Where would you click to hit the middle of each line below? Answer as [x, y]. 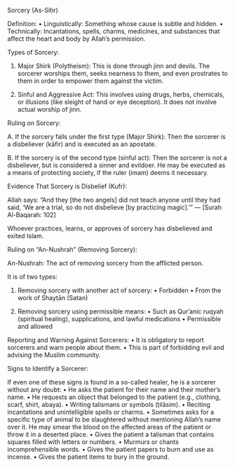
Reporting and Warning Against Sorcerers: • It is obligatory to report [106, 340]
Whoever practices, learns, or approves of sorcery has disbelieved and [110, 228]
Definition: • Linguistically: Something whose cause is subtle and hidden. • [115, 24]
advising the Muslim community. [54, 355]
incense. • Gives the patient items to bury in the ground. [88, 457]
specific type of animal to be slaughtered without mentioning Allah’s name [114, 420]
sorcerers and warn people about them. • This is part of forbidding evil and [116, 347]
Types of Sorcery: [33, 52]
